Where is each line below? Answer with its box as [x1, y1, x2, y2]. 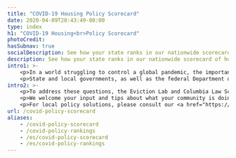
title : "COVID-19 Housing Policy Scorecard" [7, 10, 140, 17]
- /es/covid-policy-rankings [20, 141, 105, 148]
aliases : [7, 114, 33, 121]
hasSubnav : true [7, 43, 55, 50]
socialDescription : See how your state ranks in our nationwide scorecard [7, 50, 231, 57]
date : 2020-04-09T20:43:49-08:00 [7, 17, 105, 24]
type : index [7, 23, 42, 30]
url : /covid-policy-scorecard [7, 108, 96, 115]
